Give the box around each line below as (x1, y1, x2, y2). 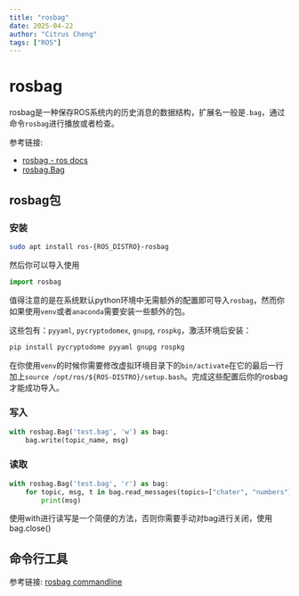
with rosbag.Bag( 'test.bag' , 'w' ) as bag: (9, 427, 169, 436)
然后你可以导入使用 (9, 260, 80, 270)
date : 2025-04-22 (9, 21, 74, 30)
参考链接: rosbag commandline (9, 576, 123, 587)
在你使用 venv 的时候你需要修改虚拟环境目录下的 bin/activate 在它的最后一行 (9, 360, 284, 370)
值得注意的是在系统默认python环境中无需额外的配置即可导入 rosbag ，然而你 (9, 294, 285, 305)
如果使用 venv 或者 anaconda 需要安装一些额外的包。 (9, 305, 190, 317)
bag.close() (9, 523, 52, 534)
